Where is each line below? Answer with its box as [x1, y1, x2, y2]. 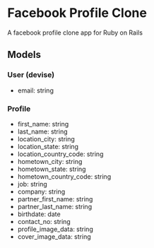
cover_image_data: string [17, 232, 91, 241]
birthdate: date [17, 210, 61, 218]
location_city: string [17, 134, 76, 143]
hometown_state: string [17, 165, 86, 173]
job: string [17, 179, 47, 188]
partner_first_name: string [17, 194, 93, 203]
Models [7, 49, 41, 61]
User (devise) [7, 70, 55, 80]
